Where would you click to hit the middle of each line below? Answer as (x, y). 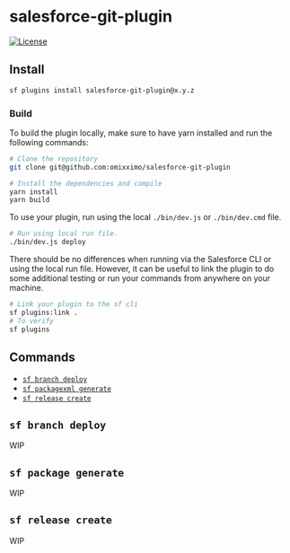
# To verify (31, 320)
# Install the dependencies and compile (86, 183)
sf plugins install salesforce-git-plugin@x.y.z (102, 90)
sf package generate (67, 473)
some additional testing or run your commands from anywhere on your (140, 278)
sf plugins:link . (44, 312)
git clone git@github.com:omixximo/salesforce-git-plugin (120, 167)
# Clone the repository (54, 159)
